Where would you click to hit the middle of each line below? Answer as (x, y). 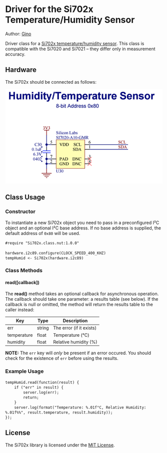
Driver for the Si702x (49, 9)
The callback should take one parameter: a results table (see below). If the (82, 299)
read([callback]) (22, 283)
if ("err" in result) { (39, 387)
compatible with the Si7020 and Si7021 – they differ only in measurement (80, 49)
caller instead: (20, 310)
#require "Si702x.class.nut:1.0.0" (42, 243)
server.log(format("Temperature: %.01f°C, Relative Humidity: (80, 407)
